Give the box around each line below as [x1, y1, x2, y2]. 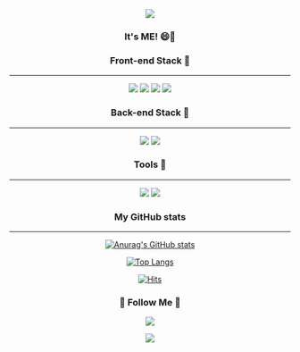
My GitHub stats [113, 210, 187, 222]
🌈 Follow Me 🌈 [119, 297, 181, 309]
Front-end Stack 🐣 [110, 54, 190, 66]
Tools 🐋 [133, 158, 167, 171]
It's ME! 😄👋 [124, 30, 176, 43]
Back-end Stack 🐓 [110, 106, 190, 119]
